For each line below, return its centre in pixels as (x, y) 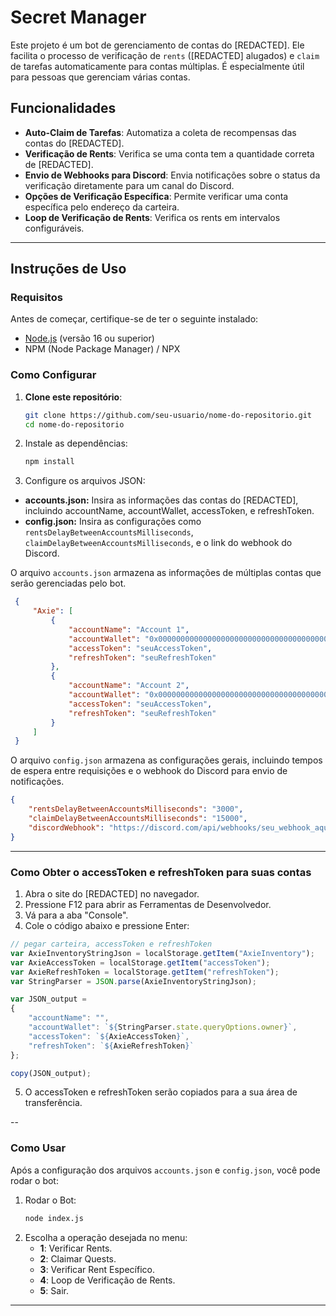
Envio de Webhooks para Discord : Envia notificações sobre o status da (172, 175)
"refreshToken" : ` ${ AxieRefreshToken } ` (111, 1046)
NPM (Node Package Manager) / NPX (102, 349)
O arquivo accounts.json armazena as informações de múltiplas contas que (166, 573)
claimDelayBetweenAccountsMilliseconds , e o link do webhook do (158, 543)
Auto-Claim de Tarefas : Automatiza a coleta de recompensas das (160, 132)
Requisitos (36, 298)
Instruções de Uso (68, 269)
